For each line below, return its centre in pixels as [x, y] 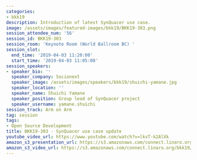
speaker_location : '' [38, 88]
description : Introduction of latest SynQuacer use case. [78, 22]
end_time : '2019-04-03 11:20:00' [52, 55]
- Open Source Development [39, 126]
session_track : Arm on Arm [39, 110]
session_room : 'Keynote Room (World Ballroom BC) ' [70, 45]
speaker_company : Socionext [46, 77]
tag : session [22, 115]
